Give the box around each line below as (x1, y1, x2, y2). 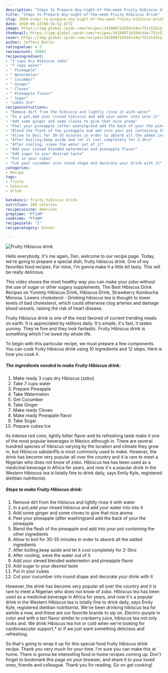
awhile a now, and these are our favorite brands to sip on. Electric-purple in (5, 610, 161, 616)
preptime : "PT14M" (5, 211, 44, 216)
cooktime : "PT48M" (5, 216, 44, 221)
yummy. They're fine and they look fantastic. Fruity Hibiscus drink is (5, 325, 146, 331)
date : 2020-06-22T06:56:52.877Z (5, 21, 73, 26)
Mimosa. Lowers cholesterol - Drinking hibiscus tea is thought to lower (5, 294, 151, 300)
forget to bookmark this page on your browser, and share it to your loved (5, 657, 155, 663)
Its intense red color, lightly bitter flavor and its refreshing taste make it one (5, 433, 160, 439)
